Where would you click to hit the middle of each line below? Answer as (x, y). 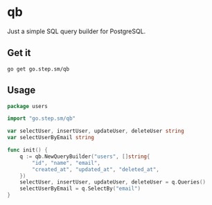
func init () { (28, 150)
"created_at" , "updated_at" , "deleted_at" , (96, 169)
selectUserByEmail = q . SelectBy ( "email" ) (80, 189)
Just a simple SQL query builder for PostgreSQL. (77, 31)
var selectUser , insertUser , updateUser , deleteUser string (96, 131)
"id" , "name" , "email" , (66, 163)
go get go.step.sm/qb (38, 69)
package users (28, 106)
